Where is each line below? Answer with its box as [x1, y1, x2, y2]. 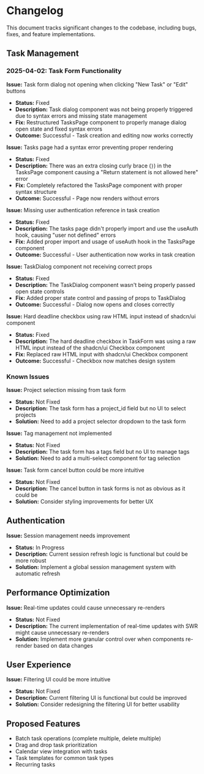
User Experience [6, 659, 72, 670]
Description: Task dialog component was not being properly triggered [15, 105, 193, 113]
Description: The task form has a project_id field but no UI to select [15, 404, 186, 412]
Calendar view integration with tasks [15, 748, 108, 755]
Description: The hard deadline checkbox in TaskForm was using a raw [15, 337, 196, 345]
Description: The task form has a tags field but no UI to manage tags [15, 448, 190, 455]
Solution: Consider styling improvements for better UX [15, 497, 154, 505]
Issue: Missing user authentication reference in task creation [6, 206, 160, 213]
